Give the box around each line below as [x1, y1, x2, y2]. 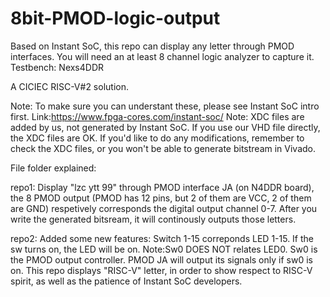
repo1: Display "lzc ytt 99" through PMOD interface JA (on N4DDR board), [10, 181, 315, 193]
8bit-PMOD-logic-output [10, 7, 221, 30]
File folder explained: [10, 162, 97, 174]
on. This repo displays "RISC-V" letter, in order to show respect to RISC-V [10, 264, 313, 276]
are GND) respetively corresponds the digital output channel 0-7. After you [10, 202, 318, 214]
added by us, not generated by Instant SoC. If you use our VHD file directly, [10, 121, 321, 133]
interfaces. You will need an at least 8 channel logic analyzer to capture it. [10, 50, 315, 62]
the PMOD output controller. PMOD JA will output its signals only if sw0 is [10, 253, 313, 266]
